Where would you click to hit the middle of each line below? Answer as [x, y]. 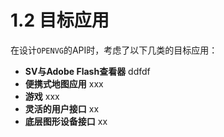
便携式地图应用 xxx [64, 83]
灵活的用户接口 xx [62, 108]
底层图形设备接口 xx [66, 121]
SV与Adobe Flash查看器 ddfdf [87, 71]
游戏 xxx [42, 96]
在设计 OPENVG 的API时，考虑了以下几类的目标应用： [114, 50]
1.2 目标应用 [60, 20]
